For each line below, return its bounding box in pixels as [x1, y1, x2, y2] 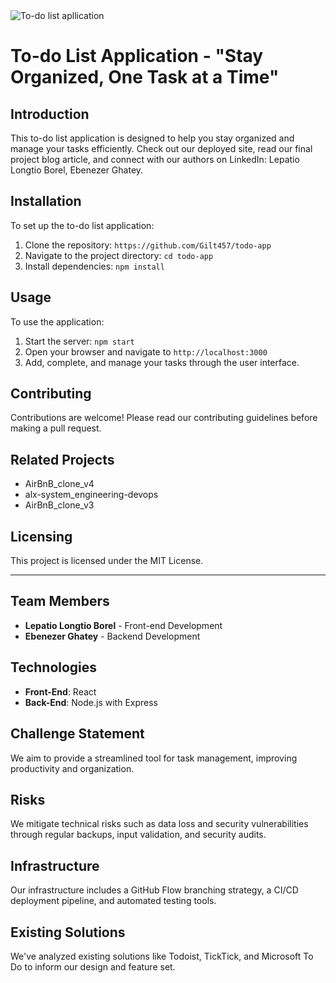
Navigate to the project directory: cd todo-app [24, 249, 214, 261]
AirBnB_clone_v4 [24, 478, 95, 490]
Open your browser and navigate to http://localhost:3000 [24, 345, 268, 358]
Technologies [10, 659, 98, 676]
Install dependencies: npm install [24, 260, 165, 272]
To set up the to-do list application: [10, 219, 155, 231]
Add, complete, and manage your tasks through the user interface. [24, 356, 300, 368]
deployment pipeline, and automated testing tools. [10, 895, 217, 907]
